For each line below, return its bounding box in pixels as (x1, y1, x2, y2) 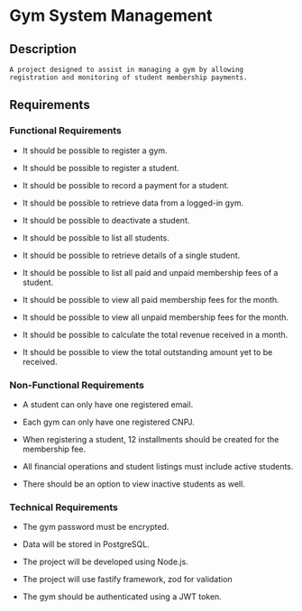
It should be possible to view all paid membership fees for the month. (22, 294, 279, 305)
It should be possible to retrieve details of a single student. (22, 250, 241, 260)
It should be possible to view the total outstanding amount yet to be (22, 346, 273, 357)
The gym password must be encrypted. (22, 522, 169, 533)
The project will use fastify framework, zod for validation (22, 574, 233, 585)
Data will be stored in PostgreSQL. (22, 539, 151, 550)
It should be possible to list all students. (22, 232, 169, 243)
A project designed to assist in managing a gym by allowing (9, 65, 244, 74)
